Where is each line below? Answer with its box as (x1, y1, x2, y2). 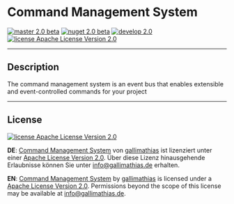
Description (7, 61, 59, 73)
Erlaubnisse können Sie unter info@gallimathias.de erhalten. (7, 161, 180, 169)
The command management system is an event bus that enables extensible (7, 79, 224, 88)
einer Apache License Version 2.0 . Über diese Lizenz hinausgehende (7, 153, 205, 162)
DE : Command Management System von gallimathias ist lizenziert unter (7, 146, 212, 154)
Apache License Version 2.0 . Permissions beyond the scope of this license (7, 182, 221, 190)
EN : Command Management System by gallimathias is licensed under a (7, 174, 212, 182)
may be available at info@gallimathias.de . (7, 189, 127, 197)
